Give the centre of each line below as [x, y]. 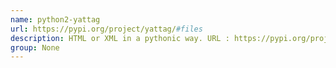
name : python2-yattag [55, 19]
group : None [35, 47]
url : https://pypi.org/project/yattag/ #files [106, 29]
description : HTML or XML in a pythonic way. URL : [120, 38]
